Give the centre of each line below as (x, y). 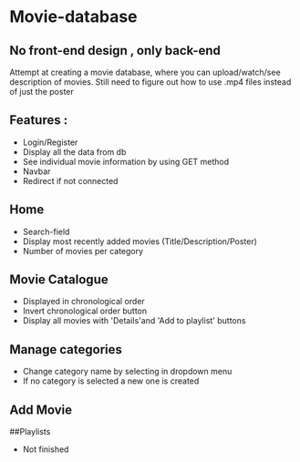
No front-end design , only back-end (115, 51)
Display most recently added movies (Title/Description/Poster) (140, 241)
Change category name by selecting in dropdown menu (127, 372)
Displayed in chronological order (84, 302)
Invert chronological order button (85, 311)
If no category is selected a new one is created (111, 381)
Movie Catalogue (59, 280)
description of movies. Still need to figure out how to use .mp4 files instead (150, 82)
